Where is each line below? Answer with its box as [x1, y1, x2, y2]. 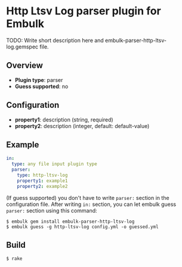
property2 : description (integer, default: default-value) [14, 122, 150, 129]
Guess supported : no [14, 83, 69, 90]
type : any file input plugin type [11, 161, 97, 167]
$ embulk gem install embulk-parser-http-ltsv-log [6, 219, 135, 224]
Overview [6, 60, 44, 71]
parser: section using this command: [6, 207, 97, 214]
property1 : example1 [17, 178, 68, 184]
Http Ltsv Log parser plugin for [6, 4, 161, 18]
